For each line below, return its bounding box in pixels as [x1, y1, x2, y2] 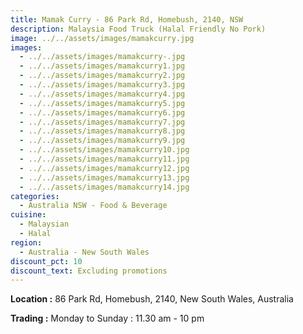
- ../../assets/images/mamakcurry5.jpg [19, 98, 186, 108]
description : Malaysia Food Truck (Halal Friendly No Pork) [10, 24, 267, 34]
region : [10, 237, 43, 248]
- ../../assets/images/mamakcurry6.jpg [19, 107, 186, 118]
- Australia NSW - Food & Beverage [19, 201, 168, 211]
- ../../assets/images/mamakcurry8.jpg [19, 126, 186, 136]
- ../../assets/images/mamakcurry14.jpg [19, 182, 190, 192]
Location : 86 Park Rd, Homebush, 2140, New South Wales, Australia [10, 293, 294, 305]
